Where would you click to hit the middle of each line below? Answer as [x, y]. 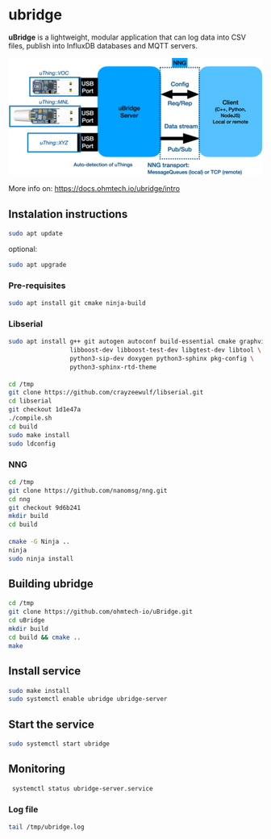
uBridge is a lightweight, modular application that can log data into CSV [127, 37]
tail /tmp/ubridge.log [46, 827]
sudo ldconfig [32, 444]
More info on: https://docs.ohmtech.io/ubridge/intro [94, 189]
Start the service [51, 724]
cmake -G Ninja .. [39, 542]
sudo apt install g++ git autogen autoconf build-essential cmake [122, 342]
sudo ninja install [41, 558]
